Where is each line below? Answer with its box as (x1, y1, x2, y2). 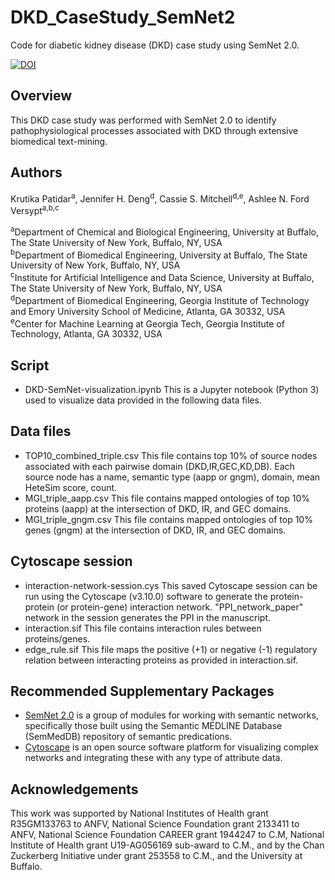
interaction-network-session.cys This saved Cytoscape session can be (24, 579, 318, 591)
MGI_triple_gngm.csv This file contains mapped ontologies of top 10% (24, 513, 313, 525)
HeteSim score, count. (24, 481, 118, 493)
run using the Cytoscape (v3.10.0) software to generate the (24, 590, 268, 602)
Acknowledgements (10, 781, 139, 798)
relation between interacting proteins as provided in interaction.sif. (24, 654, 299, 666)
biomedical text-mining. (10, 135, 108, 147)
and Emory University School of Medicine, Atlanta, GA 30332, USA (10, 305, 286, 317)
